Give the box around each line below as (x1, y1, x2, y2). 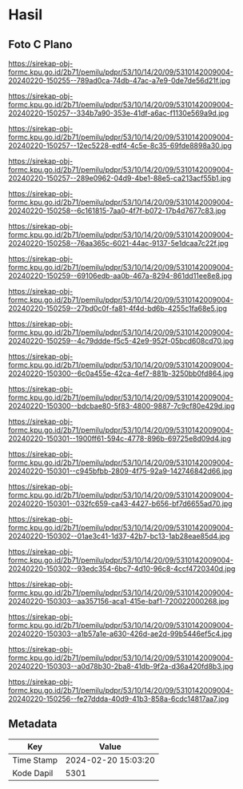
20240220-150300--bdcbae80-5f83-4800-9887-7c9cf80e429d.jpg (8, 401, 235, 410)
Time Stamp (12, 755, 58, 766)
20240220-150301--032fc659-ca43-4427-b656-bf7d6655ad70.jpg (8, 499, 233, 508)
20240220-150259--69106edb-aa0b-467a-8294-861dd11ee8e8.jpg (8, 271, 233, 280)
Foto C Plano (8, 38, 73, 51)
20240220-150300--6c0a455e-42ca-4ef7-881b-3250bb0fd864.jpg (8, 368, 234, 378)
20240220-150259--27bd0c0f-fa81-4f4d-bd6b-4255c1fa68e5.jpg (8, 304, 228, 313)
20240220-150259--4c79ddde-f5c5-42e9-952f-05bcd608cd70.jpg (8, 336, 234, 345)
